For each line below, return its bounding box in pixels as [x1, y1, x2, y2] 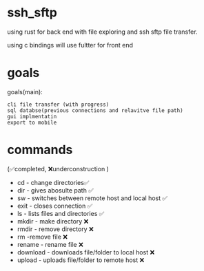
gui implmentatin [7, 113, 57, 120]
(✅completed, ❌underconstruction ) [7, 164, 109, 173]
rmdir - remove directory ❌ [17, 225, 94, 233]
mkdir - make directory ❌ [17, 217, 89, 225]
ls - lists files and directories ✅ [17, 209, 105, 217]
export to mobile [7, 119, 57, 126]
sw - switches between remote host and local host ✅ [17, 194, 167, 202]
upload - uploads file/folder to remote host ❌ [17, 256, 145, 264]
